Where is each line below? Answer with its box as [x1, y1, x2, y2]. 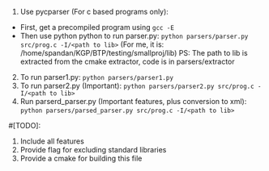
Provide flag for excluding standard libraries [19, 145, 167, 154]
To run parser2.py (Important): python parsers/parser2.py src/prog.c [19, 81, 254, 90]
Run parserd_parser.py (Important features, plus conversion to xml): [19, 97, 247, 106]
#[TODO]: [8, 121, 41, 130]
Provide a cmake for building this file [19, 153, 143, 163]
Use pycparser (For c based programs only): [19, 7, 169, 16]
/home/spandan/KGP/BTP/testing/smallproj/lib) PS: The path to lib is [19, 48, 249, 57]
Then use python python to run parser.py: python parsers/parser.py [19, 31, 249, 40]
